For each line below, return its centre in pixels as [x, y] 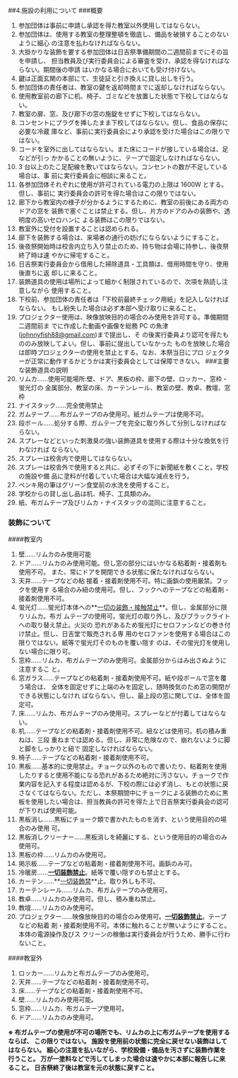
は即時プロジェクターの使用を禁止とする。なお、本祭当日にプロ [111, 352]
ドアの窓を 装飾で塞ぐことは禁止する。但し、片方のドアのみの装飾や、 [121, 211]
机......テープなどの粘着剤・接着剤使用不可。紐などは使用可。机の [113, 731]
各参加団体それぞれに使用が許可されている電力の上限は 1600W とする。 [123, 184]
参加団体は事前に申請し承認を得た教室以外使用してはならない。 [111, 25]
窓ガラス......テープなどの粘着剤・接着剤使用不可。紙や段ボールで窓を [119, 678]
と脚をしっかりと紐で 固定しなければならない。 [87, 749]
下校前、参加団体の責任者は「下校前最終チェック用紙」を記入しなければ [123, 299]
